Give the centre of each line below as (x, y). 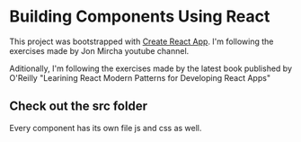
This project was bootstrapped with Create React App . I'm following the (142, 41)
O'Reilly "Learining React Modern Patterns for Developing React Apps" (140, 77)
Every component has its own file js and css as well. (106, 128)
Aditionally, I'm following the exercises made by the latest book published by (151, 68)
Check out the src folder (79, 106)
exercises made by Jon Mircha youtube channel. (99, 50)
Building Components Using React (140, 17)
